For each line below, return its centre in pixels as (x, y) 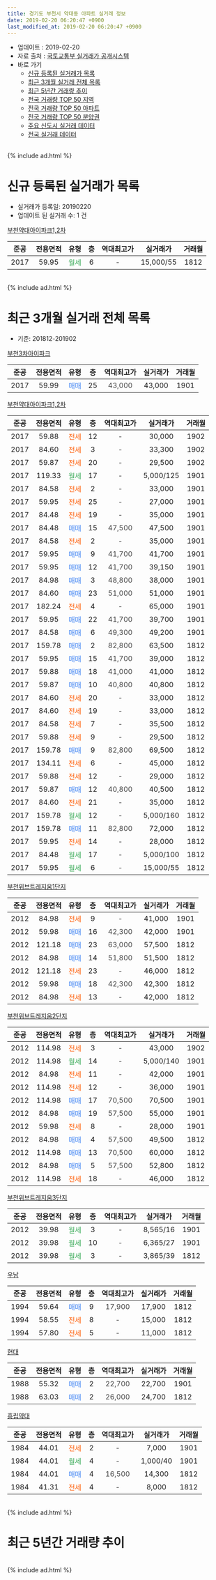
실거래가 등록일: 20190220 (54, 207)
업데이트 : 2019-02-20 (48, 47)
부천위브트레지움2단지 (37, 1016)
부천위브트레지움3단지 (37, 1198)
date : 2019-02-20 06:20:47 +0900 (56, 20)
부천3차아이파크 (29, 353)
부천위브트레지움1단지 (37, 887)
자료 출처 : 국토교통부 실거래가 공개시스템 (73, 56)
